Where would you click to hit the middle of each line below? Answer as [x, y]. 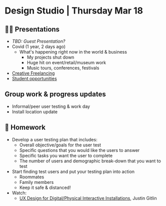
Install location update [35, 112]
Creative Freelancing [33, 73]
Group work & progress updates [55, 94]
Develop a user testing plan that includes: [55, 139]
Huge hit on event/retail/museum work [66, 62]
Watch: [19, 192]
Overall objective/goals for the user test [60, 145]
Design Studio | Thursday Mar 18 [74, 11]
